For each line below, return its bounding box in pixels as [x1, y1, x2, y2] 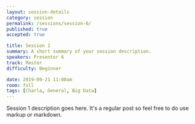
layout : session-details [6, 9, 70, 15]
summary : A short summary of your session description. [6, 48, 152, 55]
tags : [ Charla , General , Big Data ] [6, 88, 97, 94]
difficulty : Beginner [6, 65, 62, 71]
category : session [6, 15, 53, 21]
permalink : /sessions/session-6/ [6, 20, 92, 26]
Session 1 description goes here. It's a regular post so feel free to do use [6, 104, 189, 112]
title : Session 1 [6, 43, 51, 49]
